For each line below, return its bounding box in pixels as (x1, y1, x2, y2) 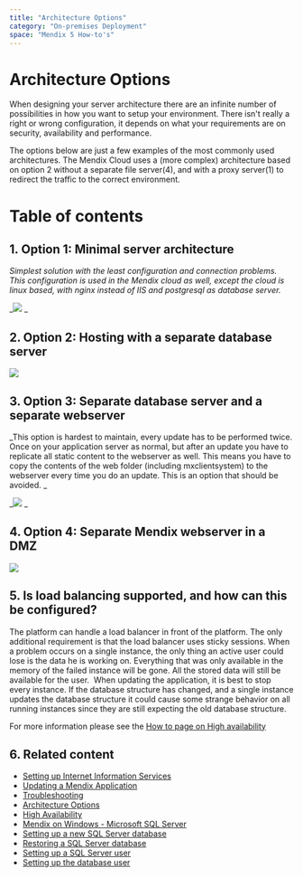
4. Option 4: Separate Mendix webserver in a (9, 524, 266, 540)
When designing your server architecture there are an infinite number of (9, 99, 277, 109)
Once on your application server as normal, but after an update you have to (9, 440, 289, 452)
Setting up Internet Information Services (22, 770, 171, 782)
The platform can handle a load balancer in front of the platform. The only (9, 626, 283, 637)
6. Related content (9, 747, 115, 762)
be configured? (9, 602, 97, 618)
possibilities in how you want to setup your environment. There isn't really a (9, 108, 290, 119)
